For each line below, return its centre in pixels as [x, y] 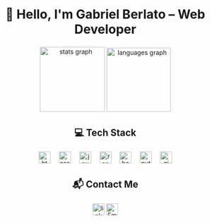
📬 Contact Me [105, 184]
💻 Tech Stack [105, 132]
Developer [105, 29]
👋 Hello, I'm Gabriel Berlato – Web [105, 14]
